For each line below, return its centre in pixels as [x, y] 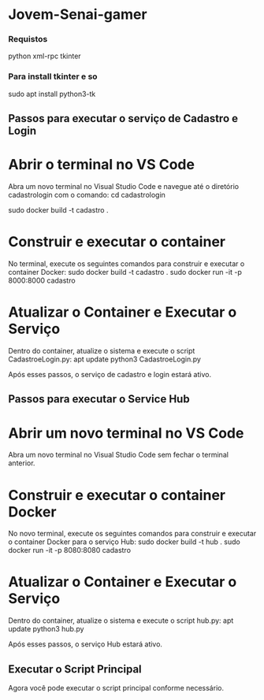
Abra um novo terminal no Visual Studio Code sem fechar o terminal [118, 455]
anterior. [22, 463]
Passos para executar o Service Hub [99, 399]
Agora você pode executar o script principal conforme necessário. [116, 688]
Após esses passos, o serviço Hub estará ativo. [86, 644]
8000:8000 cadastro [42, 280]
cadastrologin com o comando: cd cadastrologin [87, 195]
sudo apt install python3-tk [52, 94]
